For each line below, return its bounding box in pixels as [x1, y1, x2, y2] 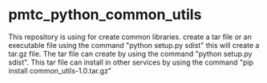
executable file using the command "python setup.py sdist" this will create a [8, 40, 260, 49]
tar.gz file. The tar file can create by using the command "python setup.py [8, 49, 253, 58]
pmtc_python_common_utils [8, 6, 202, 24]
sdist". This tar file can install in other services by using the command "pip [8, 57, 254, 67]
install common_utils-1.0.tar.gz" [8, 65, 112, 75]
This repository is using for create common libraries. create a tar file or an [8, 32, 253, 41]
